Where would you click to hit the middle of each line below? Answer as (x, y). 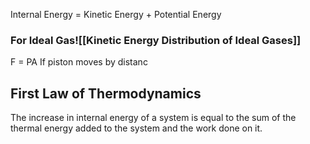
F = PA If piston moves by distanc (79, 62)
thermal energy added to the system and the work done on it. (136, 128)
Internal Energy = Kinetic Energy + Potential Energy (116, 14)
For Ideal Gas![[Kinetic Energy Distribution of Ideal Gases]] (156, 40)
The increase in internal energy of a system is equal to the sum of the (153, 118)
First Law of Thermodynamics (106, 93)
